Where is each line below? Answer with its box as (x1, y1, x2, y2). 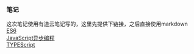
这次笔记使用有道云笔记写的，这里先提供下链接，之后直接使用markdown (6, 20, 188, 28)
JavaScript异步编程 (6, 35, 55, 42)
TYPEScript (6, 41, 35, 49)
